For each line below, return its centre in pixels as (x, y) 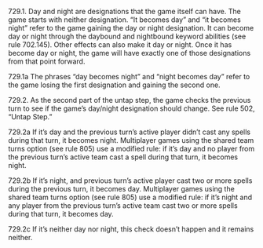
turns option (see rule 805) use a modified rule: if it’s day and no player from (131, 149)
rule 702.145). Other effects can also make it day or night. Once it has (120, 45)
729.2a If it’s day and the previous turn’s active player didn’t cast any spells (130, 132)
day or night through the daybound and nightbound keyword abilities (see (127, 36)
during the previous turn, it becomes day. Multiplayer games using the (122, 189)
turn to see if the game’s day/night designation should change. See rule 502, (131, 108)
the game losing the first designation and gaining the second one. (115, 85)
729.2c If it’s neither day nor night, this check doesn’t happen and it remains (131, 229)
